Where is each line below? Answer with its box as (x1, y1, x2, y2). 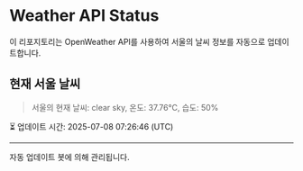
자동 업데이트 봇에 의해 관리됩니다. (9, 151, 130, 162)
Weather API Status (9, 5, 160, 26)
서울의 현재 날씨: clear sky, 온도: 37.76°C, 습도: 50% (31, 102, 219, 112)
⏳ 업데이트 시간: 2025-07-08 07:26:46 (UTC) (9, 121, 174, 131)
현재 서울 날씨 (9, 76, 81, 92)
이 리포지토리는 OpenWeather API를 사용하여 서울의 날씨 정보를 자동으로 (9, 36, 266, 47)
